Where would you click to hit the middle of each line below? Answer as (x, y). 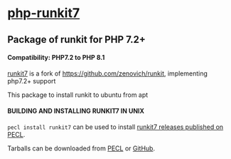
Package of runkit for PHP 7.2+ (76, 40)
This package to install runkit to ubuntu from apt (78, 95)
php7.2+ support (32, 81)
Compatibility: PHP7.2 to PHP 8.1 (56, 58)
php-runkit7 (44, 13)
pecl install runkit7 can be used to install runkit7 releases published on (116, 127)
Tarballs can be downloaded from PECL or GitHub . (81, 148)
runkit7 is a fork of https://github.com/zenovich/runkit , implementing (108, 73)
